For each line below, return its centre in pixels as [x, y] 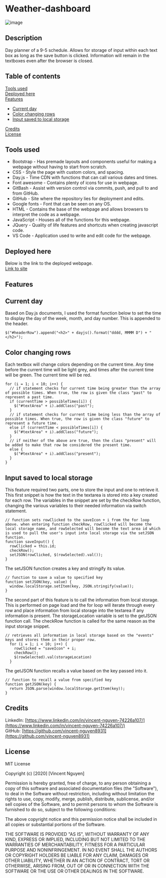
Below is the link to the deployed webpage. [49, 263]
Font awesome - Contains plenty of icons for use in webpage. [75, 183]
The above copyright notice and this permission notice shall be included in [81, 819]
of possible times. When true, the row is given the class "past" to [79, 393]
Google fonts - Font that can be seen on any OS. [62, 204]
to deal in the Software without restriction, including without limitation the [80, 793]
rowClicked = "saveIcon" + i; [45, 649]
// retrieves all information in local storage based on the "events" [80, 636]
